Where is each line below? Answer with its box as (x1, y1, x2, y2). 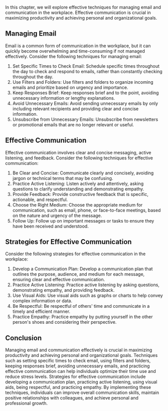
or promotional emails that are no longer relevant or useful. (12, 121, 134, 127)
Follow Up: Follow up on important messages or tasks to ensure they (12, 218, 154, 224)
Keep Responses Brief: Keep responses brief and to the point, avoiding (12, 90, 159, 96)
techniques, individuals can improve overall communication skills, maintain (5, 389, 159, 395)
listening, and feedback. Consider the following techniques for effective (5, 155, 153, 161)
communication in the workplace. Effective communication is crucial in (5, 10, 151, 16)
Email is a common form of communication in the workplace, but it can (5, 43, 151, 49)
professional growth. (5, 400, 48, 406)
